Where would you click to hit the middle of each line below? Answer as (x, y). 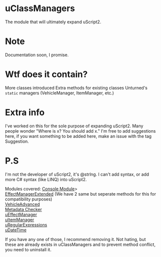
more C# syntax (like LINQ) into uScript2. (46, 179)
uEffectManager (21, 214)
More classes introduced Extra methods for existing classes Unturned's (76, 88)
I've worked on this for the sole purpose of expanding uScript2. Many (74, 126)
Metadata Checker (23, 209)
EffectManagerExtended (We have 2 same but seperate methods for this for (80, 194)
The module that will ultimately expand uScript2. (53, 22)
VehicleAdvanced (22, 204)
